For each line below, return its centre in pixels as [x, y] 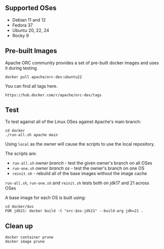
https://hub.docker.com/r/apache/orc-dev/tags [53, 95]
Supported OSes [31, 8]
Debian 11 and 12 [29, 20]
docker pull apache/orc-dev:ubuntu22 [44, 77]
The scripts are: [21, 153]
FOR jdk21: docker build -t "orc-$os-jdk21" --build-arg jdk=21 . [74, 211]
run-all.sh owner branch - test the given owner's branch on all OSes [82, 163]
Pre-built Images [31, 51]
